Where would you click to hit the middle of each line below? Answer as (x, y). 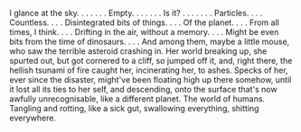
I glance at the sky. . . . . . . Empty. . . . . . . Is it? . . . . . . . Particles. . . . (136, 13)
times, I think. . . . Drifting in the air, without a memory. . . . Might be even (144, 32)
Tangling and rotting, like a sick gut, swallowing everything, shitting (134, 108)
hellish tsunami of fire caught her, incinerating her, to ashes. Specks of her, (149, 70)
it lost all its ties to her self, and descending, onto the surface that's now (143, 89)
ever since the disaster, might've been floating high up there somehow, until (150, 79)
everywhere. (33, 118)
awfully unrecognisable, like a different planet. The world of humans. (137, 99)
